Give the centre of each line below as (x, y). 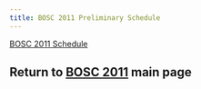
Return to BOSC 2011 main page (101, 72)
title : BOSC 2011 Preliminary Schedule (85, 18)
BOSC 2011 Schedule (49, 44)
